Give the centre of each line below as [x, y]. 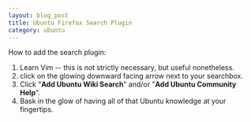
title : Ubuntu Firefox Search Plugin [70, 23]
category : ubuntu [37, 30]
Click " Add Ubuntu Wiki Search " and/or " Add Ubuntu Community [128, 84]
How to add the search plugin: [57, 53]
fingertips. [36, 109]
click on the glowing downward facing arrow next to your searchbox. [131, 76]
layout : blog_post [38, 15]
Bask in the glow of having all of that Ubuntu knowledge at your [123, 101]
